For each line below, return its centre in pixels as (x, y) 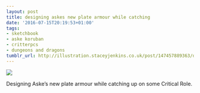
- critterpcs (22, 45)
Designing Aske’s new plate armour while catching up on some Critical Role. (99, 84)
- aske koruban (25, 39)
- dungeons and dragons (36, 50)
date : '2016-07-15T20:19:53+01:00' (50, 23)
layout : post (22, 12)
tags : (13, 28)
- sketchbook (22, 34)
